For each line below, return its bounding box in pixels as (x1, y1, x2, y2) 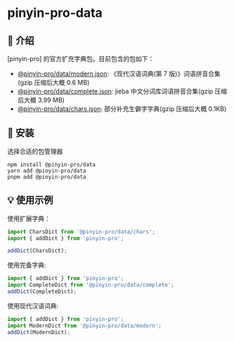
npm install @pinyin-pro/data (7, 161, 96, 168)
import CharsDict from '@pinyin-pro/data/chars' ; (7, 228, 156, 235)
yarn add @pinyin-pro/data (7, 167, 86, 174)
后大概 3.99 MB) (17, 96, 65, 104)
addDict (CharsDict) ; (7, 247, 68, 254)
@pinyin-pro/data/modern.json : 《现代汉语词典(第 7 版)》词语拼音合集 (17, 70, 221, 78)
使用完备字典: (7, 261, 47, 270)
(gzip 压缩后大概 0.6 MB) (17, 79, 90, 86)
